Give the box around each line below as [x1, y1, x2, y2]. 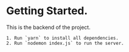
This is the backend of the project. [6, 24, 91, 31]
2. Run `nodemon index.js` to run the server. [6, 40, 124, 46]
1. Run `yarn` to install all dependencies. [6, 35, 119, 41]
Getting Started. [6, 4, 88, 18]
